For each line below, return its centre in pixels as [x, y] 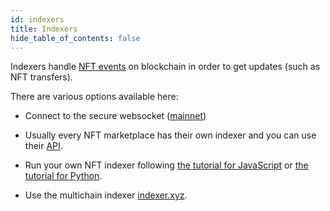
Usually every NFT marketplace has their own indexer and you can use [170, 135]
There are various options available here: [94, 97]
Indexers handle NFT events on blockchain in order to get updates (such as [165, 67]
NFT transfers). [41, 77]
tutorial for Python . [63, 176]
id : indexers [37, 19]
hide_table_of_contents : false [75, 38]
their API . [43, 146]
